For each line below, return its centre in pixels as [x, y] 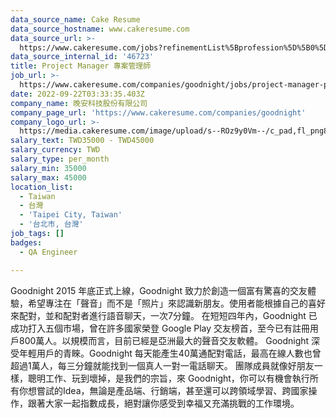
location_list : [42, 187]
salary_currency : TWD [55, 150]
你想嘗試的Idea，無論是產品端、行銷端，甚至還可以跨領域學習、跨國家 [163, 390]
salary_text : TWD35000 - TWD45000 [82, 141]
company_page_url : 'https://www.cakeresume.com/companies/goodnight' [158, 112]
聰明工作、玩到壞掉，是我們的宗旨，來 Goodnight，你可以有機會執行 [168, 378]
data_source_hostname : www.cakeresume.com [100, 29]
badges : [26, 242]
